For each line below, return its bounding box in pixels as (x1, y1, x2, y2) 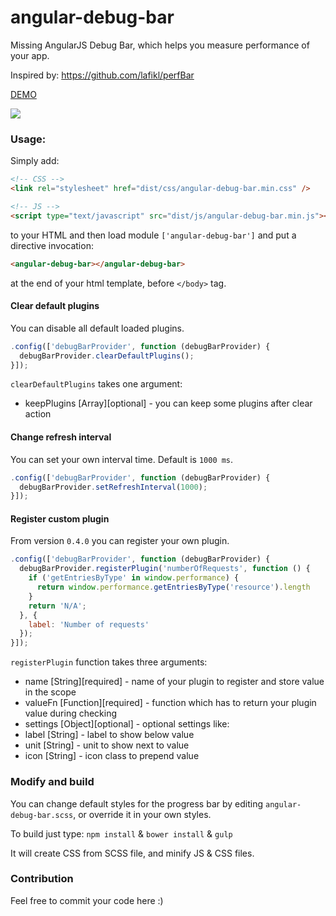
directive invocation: (10, 239, 94, 251)
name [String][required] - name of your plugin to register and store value (24, 676, 325, 688)
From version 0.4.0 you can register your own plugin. (10, 535, 230, 547)
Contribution (10, 872, 74, 886)
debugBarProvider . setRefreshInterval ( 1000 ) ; (19, 482, 208, 492)
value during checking (24, 707, 118, 720)
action (24, 408, 52, 420)
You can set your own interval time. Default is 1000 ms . (10, 453, 234, 465)
